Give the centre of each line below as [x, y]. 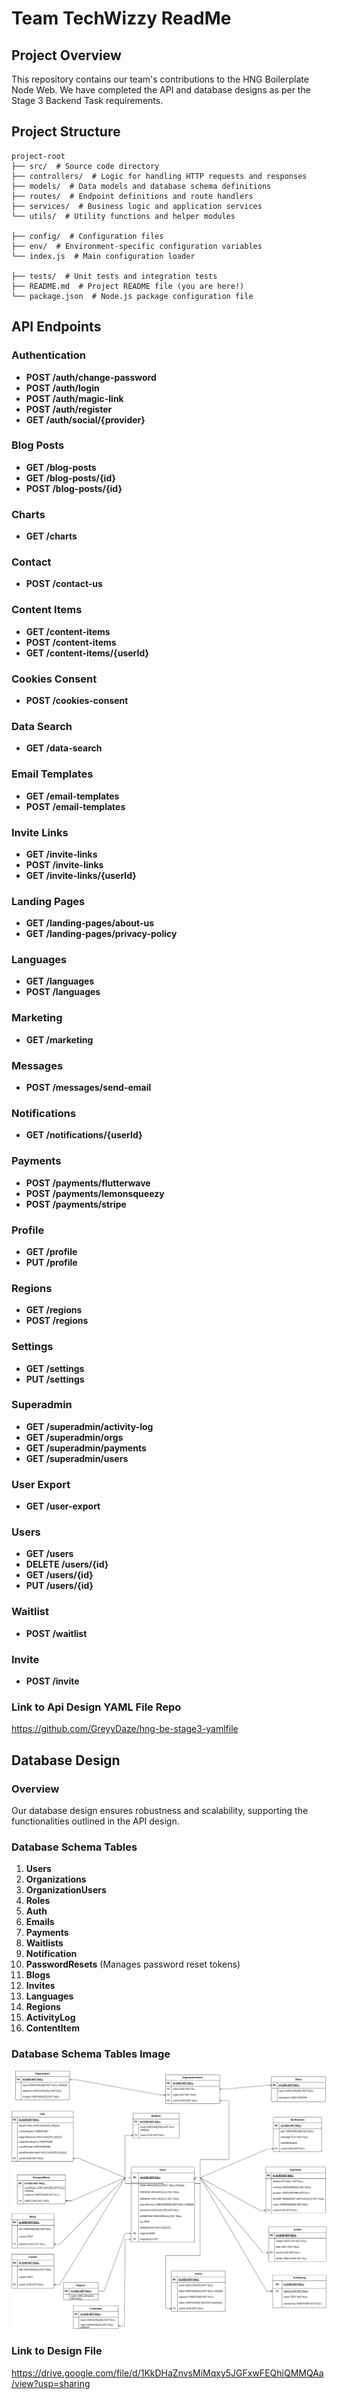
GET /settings [55, 1368]
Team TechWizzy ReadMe [121, 18]
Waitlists [44, 1943]
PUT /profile [51, 1262]
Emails [40, 1922]
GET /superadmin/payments [86, 1448]
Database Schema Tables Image [91, 2054]
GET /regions [54, 1310]
